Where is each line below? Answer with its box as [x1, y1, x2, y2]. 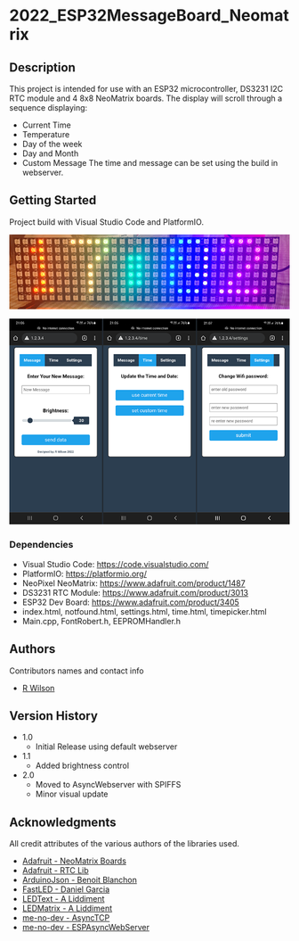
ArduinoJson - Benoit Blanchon [21, 875, 138, 886]
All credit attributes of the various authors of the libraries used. [9, 838, 240, 849]
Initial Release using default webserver [35, 741, 178, 752]
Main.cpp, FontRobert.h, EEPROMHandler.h [21, 615, 181, 626]
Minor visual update [35, 788, 109, 799]
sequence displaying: [9, 103, 88, 112]
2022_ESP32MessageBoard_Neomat [9, 5, 289, 26]
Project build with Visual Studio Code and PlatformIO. [9, 216, 205, 227]
